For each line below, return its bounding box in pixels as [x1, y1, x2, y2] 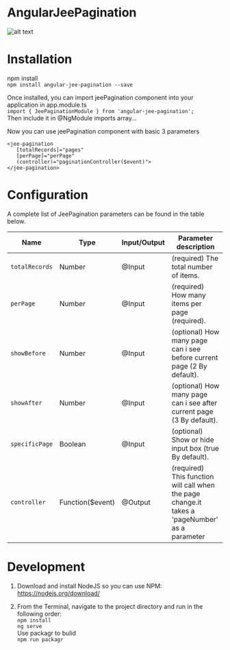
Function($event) [59, 497, 115, 507]
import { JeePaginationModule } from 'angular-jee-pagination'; [7, 108, 194, 114]
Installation [7, 51, 73, 67]
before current [171, 353, 218, 362]
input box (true [171, 443, 219, 453]
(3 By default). [171, 415, 218, 425]
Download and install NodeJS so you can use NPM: [16, 582, 162, 590]
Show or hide [171, 435, 214, 445]
